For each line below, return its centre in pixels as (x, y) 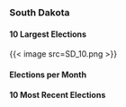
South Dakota (40, 13)
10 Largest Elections (48, 34)
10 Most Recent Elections (58, 95)
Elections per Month (48, 75)
